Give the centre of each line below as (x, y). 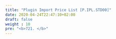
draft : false (19, 19)
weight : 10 (18, 24)
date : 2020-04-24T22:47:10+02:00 (40, 15)
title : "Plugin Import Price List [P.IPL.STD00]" (59, 10)
